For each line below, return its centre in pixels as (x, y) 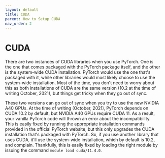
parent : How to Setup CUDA (33, 19)
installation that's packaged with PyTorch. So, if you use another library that (82, 135)
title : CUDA (17, 14)
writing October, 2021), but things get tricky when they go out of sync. (76, 93)
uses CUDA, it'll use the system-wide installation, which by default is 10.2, (80, 140)
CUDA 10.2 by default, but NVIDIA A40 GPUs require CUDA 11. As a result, (80, 113)
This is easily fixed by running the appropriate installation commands (75, 124)
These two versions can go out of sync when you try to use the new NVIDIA (82, 103)
